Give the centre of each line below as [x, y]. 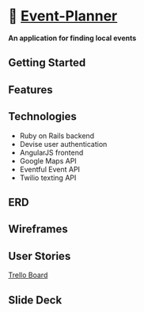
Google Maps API [48, 160]
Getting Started [47, 63]
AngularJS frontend [51, 152]
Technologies [43, 117]
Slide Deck [35, 300]
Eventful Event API [50, 169]
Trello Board [28, 275]
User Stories [40, 256]
